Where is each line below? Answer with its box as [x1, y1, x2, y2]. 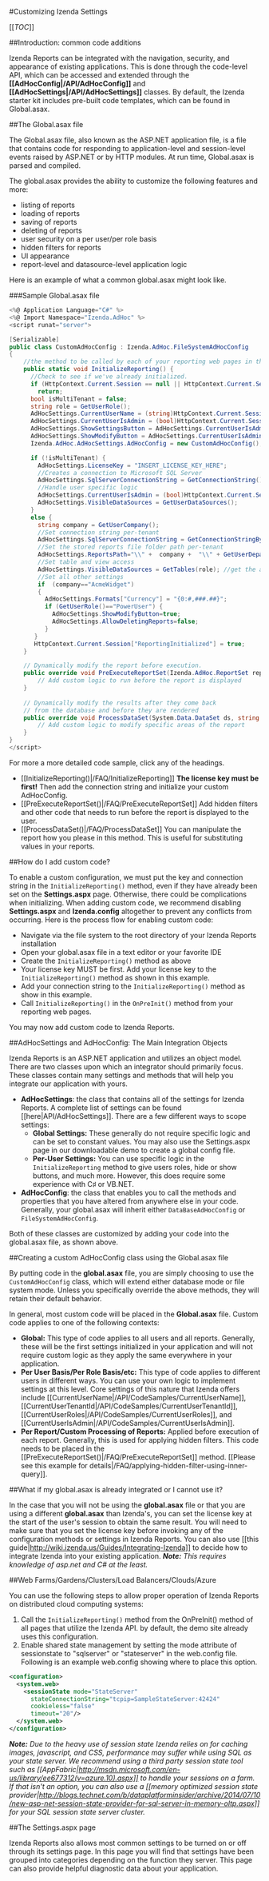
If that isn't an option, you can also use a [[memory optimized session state [9, 1781, 259, 1791]
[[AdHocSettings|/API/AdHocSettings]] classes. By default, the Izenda [9, 87, 245, 97]
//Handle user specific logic [38, 484, 138, 492]
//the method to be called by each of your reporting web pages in [23, 357, 252, 366]
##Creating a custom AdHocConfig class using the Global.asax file [9, 1252, 229, 1262]
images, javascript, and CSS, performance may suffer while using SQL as [9, 1747, 252, 1757]
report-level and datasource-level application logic [20, 260, 188, 269]
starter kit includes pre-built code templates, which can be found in [9, 96, 231, 105]
